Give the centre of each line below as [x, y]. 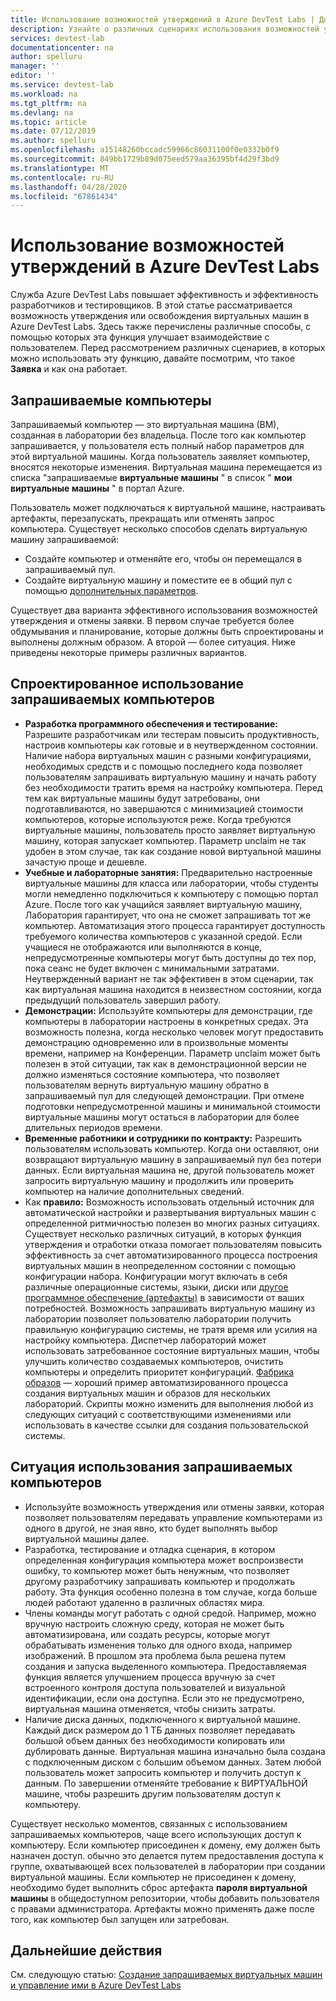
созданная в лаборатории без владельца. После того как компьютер [158, 435]
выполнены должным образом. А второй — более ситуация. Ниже [153, 642]
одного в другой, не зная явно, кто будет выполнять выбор [151, 1528]
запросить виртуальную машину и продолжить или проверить [159, 1180]
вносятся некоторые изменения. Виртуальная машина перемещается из [166, 467]
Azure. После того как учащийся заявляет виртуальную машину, [163, 904]
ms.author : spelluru [53, 141]
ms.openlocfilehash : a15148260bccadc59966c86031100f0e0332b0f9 [145, 150]
